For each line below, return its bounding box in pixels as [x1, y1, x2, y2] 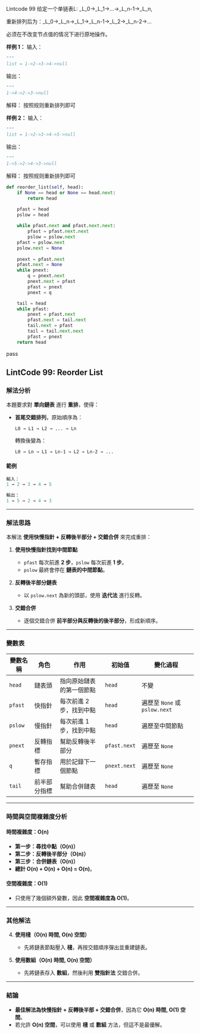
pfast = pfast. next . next [27, 228, 89, 234]
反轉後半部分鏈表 [14, 579, 57, 586]
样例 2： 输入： [6, 114, 44, 121]
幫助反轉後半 [60, 737, 96, 746]
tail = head [17, 300, 46, 306]
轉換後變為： [14, 437, 46, 444]
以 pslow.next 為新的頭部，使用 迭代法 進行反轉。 [23, 591, 145, 599]
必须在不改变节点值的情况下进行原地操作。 [6, 30, 111, 38]
